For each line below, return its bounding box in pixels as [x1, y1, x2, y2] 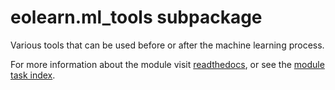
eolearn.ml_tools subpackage [10, 6, 263, 29]
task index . [10, 69, 56, 81]
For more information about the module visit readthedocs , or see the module [10, 58, 325, 70]
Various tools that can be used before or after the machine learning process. [10, 39, 325, 51]
